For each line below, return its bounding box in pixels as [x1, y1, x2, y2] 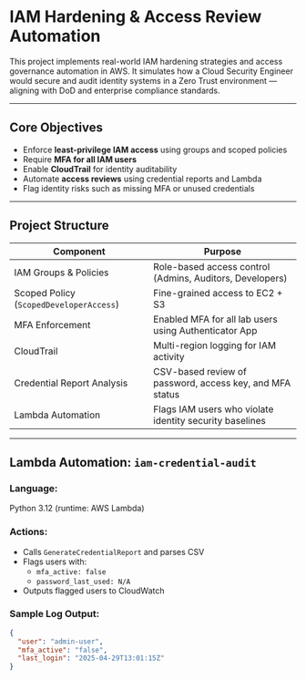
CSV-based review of [153, 365, 248, 377]
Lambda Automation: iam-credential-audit [9, 454, 257, 470]
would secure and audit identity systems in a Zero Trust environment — [9, 75, 278, 86]
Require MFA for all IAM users [22, 153, 137, 165]
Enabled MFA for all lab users [153, 313, 278, 325]
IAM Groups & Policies [14, 266, 109, 279]
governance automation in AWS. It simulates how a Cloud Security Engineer [9, 66, 294, 77]
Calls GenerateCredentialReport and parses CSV [22, 546, 205, 557]
